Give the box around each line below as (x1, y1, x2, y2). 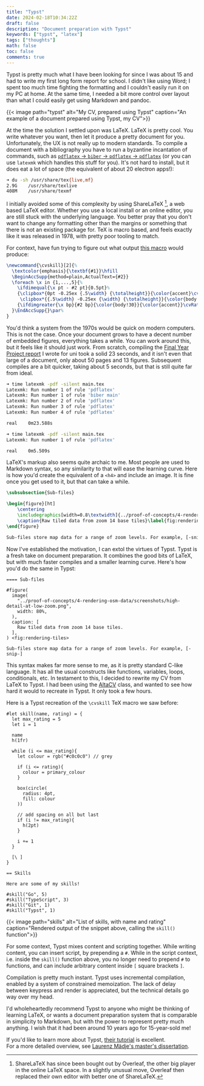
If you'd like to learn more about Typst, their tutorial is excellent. (6, 1036, 166, 1043)
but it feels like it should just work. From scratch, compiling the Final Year (6, 344, 189, 351)
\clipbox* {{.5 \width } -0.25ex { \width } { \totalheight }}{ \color (19, 296, 183, 302)
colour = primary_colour (22, 769, 86, 775)
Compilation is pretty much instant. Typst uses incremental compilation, (6, 974, 186, 981)
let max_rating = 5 (12, 716, 61, 722)
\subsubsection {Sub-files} (6, 490, 75, 496)
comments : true (6, 54, 45, 60)
